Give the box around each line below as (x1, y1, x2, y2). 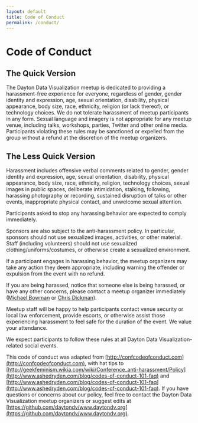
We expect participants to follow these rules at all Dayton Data (6, 336, 158, 343)
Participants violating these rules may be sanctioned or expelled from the (6, 128, 184, 135)
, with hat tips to (85, 360, 124, 367)
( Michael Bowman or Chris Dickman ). (6, 294, 97, 301)
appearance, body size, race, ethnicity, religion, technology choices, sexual (6, 179, 190, 186)
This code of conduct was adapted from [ (6, 353, 108, 360)
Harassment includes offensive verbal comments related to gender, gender (6, 167, 189, 174)
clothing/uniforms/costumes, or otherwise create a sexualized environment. (6, 246, 191, 254)
